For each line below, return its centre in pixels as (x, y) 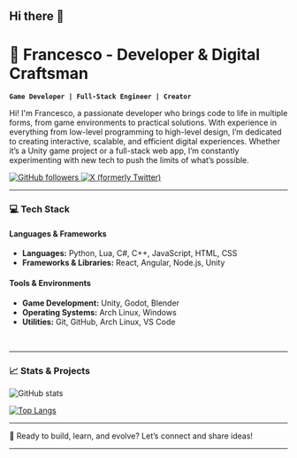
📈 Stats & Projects (50, 370)
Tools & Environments (50, 283)
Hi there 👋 (37, 16)
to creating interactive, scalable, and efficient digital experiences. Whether (145, 142)
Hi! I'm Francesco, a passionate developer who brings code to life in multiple (148, 113)
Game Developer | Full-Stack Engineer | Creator (100, 97)
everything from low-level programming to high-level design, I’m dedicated (145, 132)
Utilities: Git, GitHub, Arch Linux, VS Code (99, 322)
